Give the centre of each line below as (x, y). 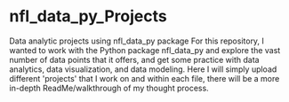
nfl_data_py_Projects (88, 16)
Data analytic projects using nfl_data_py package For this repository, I (137, 41)
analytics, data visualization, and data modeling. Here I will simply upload (143, 69)
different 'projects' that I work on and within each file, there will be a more (144, 78)
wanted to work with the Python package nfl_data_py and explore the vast (145, 50)
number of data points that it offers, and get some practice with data (134, 59)
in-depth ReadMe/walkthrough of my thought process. (109, 88)
